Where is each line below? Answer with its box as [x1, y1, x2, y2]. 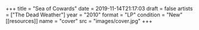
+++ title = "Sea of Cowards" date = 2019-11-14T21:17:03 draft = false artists [5, 5, 193, 12]
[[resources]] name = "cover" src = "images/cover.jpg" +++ [5, 18, 153, 24]
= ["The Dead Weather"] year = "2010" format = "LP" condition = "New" [5, 11, 183, 18]
